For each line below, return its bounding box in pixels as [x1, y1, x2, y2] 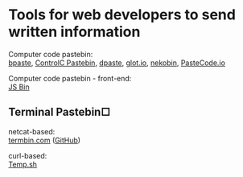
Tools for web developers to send [8, 6, 236, 24]
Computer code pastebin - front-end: [8, 73, 132, 83]
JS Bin [8, 82, 30, 92]
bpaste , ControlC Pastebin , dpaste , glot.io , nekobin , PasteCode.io [8, 58, 225, 68]
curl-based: [8, 150, 47, 160]
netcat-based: [8, 126, 56, 136]
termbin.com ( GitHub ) [8, 135, 81, 145]
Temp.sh [8, 159, 38, 169]
